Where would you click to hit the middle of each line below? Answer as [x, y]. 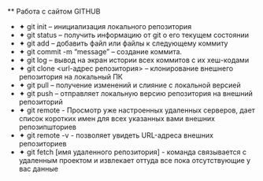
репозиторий [41, 102]
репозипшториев [47, 127]
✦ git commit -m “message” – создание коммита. [100, 52]
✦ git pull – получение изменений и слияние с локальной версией [130, 85]
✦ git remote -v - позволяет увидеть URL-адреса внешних [116, 135]
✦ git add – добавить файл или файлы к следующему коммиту [123, 43]
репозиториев [43, 144]
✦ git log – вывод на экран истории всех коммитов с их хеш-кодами [134, 60]
